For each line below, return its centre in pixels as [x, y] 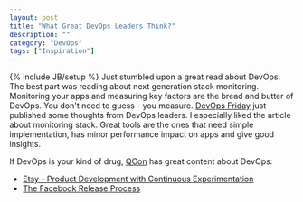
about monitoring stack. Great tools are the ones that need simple [132, 125]
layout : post [34, 18]
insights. [25, 144]
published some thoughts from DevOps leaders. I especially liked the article [150, 115]
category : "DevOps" [46, 43]
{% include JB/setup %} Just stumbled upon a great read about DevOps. [145, 77]
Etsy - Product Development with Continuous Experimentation [138, 179]
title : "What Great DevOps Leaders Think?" [93, 26]
